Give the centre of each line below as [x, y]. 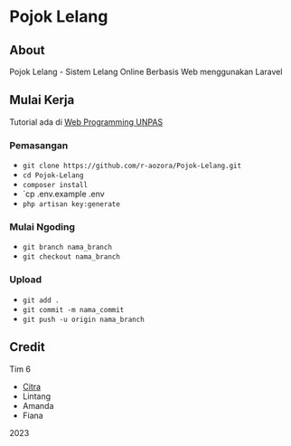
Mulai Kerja [42, 100]
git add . [41, 300]
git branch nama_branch [67, 247]
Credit [27, 347]
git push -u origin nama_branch [83, 319]
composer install [55, 185]
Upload [26, 280]
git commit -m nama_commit [73, 309]
